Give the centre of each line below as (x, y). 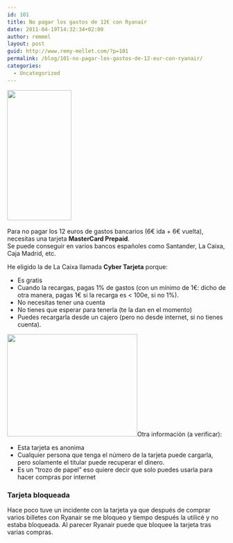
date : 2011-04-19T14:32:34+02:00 (55, 29)
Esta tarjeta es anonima (51, 447)
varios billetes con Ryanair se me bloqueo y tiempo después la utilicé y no (113, 517)
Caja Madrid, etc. (32, 253)
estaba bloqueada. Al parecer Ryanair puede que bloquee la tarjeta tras (109, 524)
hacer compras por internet (56, 477)
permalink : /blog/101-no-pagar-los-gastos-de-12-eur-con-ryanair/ (105, 59)
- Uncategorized (37, 73)
